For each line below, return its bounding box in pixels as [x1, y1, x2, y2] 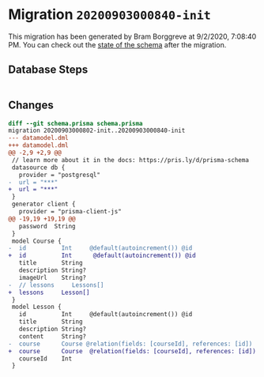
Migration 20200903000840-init [8, 6, 211, 24]
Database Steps [8, 63, 89, 77]
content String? [18, 332, 87, 341]
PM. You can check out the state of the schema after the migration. [8, 40, 227, 49]
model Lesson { [11, 303, 62, 311]
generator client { [11, 200, 77, 209]
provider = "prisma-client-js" [18, 208, 123, 216]
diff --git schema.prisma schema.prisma [8, 119, 144, 127]
